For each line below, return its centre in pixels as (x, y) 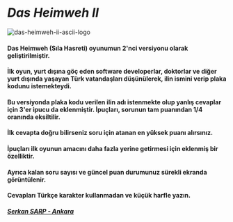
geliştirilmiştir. (29, 55)
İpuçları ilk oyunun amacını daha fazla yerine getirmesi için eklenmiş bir (113, 148)
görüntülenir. (27, 180)
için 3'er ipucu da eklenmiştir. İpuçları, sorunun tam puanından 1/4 (105, 109)
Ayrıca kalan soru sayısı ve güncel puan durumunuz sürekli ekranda (107, 172)
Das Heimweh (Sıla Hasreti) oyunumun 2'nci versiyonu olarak (98, 48)
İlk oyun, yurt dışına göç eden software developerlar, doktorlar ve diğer (112, 72)
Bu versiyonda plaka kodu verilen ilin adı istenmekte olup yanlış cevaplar (114, 102)
